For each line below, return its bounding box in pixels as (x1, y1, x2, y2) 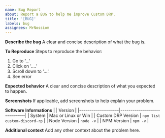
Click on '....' (12, 63, 37, 69)
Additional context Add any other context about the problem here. (5, 127, 140, 133)
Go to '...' (12, 58, 31, 64)
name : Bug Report (5, 7, 41, 12)
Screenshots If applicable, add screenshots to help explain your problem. (5, 98, 155, 104)
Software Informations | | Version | (5, 108, 77, 113)
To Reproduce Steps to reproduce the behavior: (5, 49, 102, 55)
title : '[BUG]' (5, 16, 36, 21)
